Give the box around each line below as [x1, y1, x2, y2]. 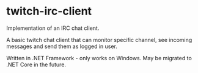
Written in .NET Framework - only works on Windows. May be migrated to [6, 54, 193, 61]
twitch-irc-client [6, 4, 92, 18]
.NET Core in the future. [6, 61, 66, 68]
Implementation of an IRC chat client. [6, 24, 100, 32]
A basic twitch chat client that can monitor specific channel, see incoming [6, 36, 193, 43]
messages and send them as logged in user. [6, 43, 118, 50]
